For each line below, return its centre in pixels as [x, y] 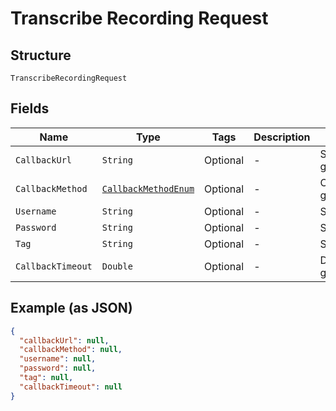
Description [282, 137]
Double [117, 266]
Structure [41, 55]
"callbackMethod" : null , [71, 350]
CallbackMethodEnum [148, 188]
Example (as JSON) [71, 308]
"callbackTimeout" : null [71, 387]
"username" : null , [58, 359]
